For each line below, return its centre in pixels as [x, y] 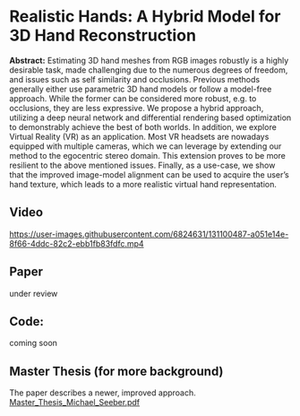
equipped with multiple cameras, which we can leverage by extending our [146, 146]
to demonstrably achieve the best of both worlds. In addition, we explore [143, 126]
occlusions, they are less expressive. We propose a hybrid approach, [137, 108]
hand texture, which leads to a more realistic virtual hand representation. [143, 184]
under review [34, 293]
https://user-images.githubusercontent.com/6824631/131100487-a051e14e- [149, 234]
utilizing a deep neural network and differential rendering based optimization [150, 117]
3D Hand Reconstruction [103, 35]
